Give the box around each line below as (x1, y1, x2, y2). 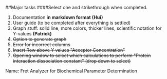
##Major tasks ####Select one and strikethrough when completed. (5, 5, 147, 10)
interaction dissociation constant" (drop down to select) (12, 58, 131, 64)
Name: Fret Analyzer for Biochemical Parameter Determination (5, 68, 138, 74)
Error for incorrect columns (12, 42, 70, 48)
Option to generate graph (12, 36, 67, 42)
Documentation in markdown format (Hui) (12, 14, 103, 20)
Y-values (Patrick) (12, 31, 52, 36)
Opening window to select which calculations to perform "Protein (12, 52, 151, 58)
